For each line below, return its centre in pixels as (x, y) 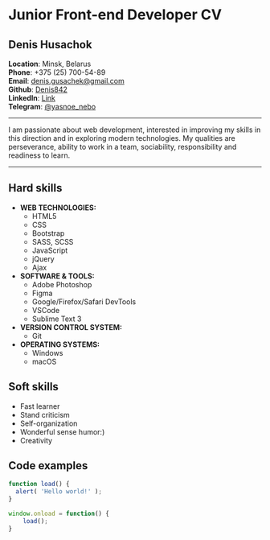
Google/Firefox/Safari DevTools (84, 301)
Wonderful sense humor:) (62, 431)
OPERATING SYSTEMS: (60, 344)
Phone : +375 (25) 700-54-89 (57, 72)
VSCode (46, 310)
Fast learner (40, 406)
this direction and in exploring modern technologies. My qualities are (122, 138)
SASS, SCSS (53, 241)
